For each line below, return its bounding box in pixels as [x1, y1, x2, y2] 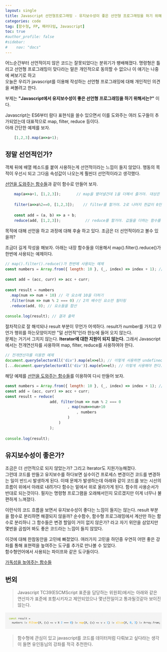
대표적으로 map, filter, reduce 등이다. [26, 118, 100, 124]
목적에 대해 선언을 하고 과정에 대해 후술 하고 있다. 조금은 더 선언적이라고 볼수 [5, 227, 154, 234]
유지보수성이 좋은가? [5, 451, 65, 460]
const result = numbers [5, 288, 55, 293]
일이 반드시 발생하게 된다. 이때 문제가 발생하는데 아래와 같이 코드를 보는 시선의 [10, 478, 162, 484]
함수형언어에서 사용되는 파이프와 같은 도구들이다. [5, 549, 100, 555]
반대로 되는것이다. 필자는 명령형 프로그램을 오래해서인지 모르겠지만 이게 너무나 [5, 490, 157, 496]
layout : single [5, 8, 37, 13]
